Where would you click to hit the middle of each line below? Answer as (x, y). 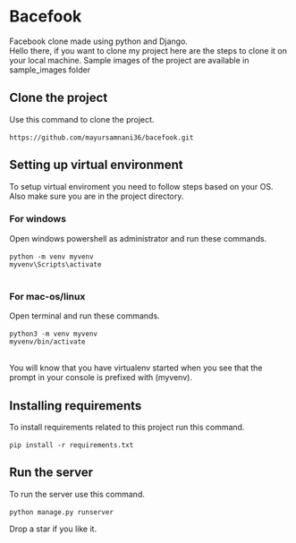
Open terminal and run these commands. (85, 316)
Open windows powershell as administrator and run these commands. (138, 238)
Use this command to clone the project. (82, 119)
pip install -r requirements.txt (72, 445)
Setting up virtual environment (96, 165)
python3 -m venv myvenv (54, 334)
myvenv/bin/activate (48, 342)
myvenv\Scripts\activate (55, 264)
